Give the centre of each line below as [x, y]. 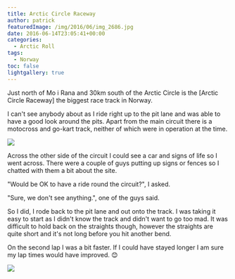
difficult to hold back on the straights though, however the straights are [110, 226]
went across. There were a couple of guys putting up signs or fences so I [113, 163]
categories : [25, 40]
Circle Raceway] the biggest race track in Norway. [80, 100]
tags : [15, 53]
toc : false [23, 66]
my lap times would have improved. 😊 [63, 254]
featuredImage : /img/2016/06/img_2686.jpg [70, 27]
